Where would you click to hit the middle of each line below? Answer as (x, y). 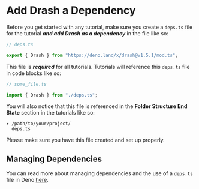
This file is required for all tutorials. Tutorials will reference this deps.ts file (98, 67)
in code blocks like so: (34, 73)
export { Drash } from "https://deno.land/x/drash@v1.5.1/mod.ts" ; (92, 55)
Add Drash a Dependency (71, 10)
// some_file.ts (26, 84)
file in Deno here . (28, 180)
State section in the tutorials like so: (50, 113)
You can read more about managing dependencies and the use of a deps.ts (99, 173)
